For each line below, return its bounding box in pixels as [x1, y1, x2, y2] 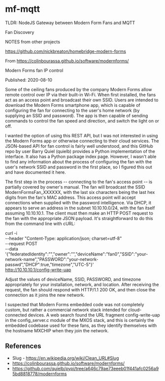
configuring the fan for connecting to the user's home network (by [5, 107, 140, 113]
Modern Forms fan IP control [5, 67, 64, 73]
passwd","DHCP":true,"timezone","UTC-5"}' [5, 261, 94, 267]
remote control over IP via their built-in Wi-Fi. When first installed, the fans [5, 92, 156, 97]
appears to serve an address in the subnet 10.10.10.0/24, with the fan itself [5, 205, 155, 211]
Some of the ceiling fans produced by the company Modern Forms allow [5, 86, 152, 92]
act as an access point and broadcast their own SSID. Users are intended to [5, 97, 159, 103]
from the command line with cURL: [5, 221, 75, 226]
